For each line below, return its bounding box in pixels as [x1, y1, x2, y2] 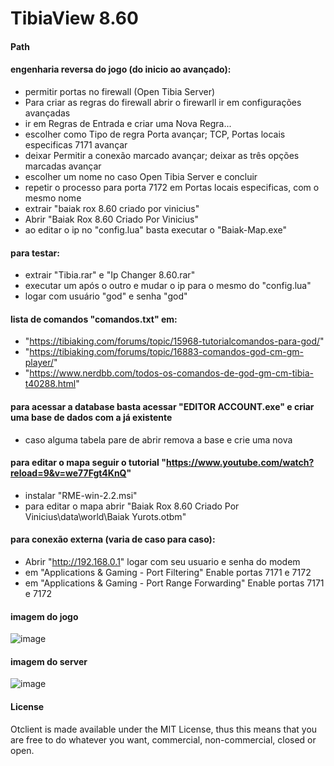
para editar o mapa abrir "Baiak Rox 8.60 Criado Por [24, 500, 240, 512]
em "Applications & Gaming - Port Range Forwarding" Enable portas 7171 [24, 577, 325, 589]
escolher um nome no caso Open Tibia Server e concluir [24, 170, 258, 182]
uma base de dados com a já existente [10, 411, 173, 423]
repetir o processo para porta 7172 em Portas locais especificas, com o [24, 181, 320, 193]
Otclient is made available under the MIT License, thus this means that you [10, 723, 318, 735]
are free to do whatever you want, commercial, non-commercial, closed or [10, 733, 317, 746]
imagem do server [10, 655, 88, 667]
